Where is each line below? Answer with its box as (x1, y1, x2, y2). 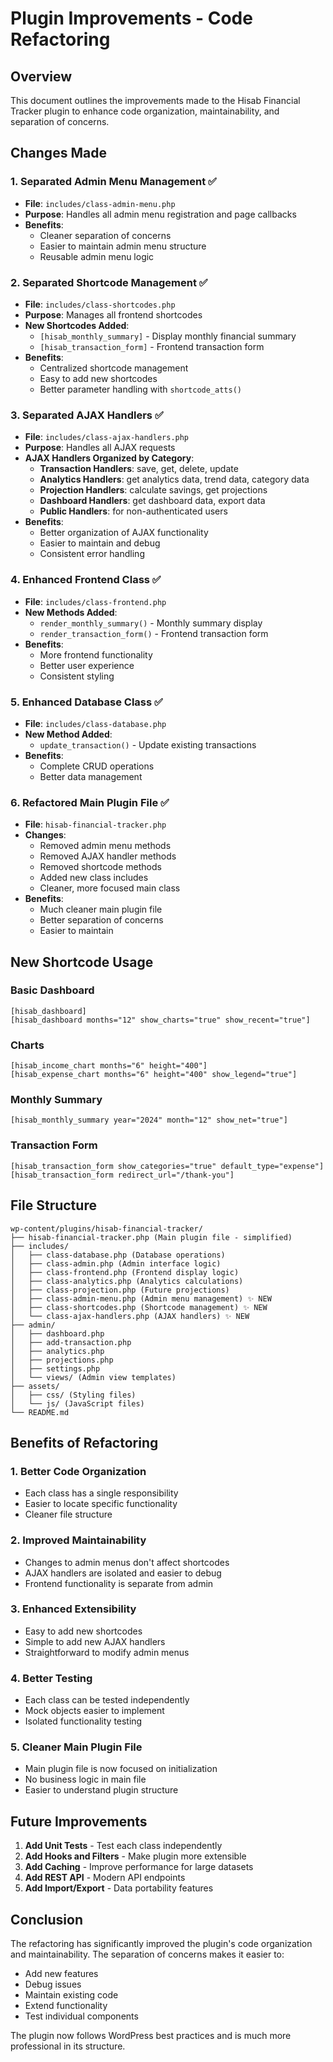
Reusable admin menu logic (39, 250, 155, 262)
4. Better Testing (10, 1671, 93, 1685)
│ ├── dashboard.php (10, 1328, 105, 1339)
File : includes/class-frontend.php (24, 595, 167, 607)
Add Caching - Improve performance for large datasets (24, 1861, 254, 1873)
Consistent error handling (39, 548, 145, 560)
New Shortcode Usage (10, 953, 154, 971)
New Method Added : (24, 728, 113, 740)
